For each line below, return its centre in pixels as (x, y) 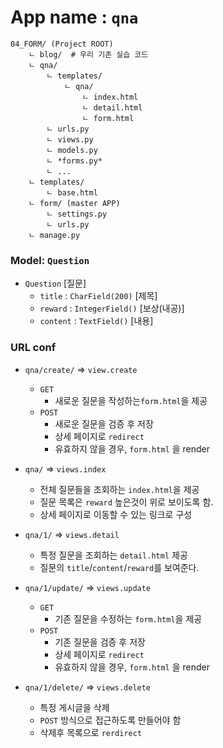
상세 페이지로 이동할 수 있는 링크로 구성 (116, 514)
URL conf (33, 348)
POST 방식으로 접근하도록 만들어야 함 (110, 720)
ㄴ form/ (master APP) (74, 203)
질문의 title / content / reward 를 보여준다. (119, 567)
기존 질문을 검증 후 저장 (100, 642)
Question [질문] (55, 283)
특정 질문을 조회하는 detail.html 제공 (113, 555)
